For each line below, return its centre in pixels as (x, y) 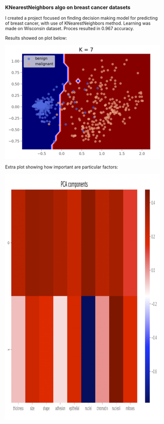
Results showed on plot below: (36, 38)
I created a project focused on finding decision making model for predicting (82, 18)
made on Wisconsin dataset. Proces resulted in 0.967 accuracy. (69, 29)
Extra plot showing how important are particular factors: (62, 167)
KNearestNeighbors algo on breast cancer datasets (68, 7)
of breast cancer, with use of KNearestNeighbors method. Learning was (78, 23)
